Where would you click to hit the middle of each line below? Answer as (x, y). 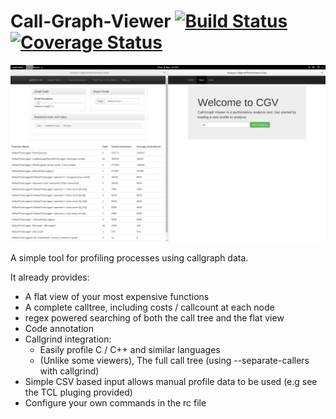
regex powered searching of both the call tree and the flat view (154, 318)
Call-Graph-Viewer (91, 21)
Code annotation (59, 329)
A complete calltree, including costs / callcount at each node (149, 307)
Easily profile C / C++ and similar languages (130, 350)
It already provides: (50, 277)
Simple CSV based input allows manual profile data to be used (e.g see (171, 382)
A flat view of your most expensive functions (117, 297)
